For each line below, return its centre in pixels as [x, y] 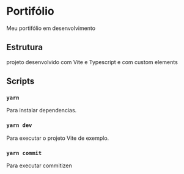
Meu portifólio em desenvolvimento [51, 28]
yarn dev [19, 125]
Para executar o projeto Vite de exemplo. [58, 138]
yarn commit [24, 153]
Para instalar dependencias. [42, 111]
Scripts [20, 82]
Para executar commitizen [39, 165]
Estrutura [25, 47]
